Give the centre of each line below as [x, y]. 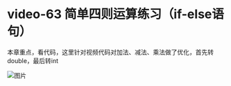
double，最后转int [33, 60]
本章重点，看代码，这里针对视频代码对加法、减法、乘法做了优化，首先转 [110, 52]
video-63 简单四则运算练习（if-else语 [115, 14]
